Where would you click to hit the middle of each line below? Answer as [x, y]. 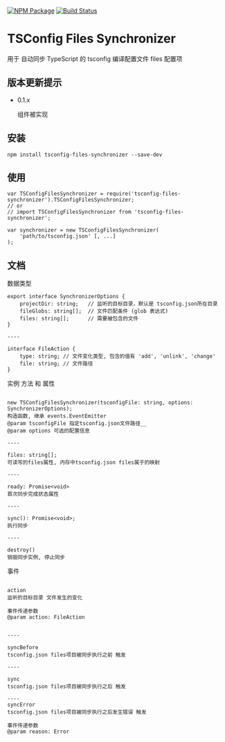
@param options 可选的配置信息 [48, 431]
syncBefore [23, 648]
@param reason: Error [38, 732]
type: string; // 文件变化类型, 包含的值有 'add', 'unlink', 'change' [118, 356]
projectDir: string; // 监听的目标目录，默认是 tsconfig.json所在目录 [119, 304]
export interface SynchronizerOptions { [66, 297]
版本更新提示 [35, 83]
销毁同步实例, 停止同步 [36, 558]
